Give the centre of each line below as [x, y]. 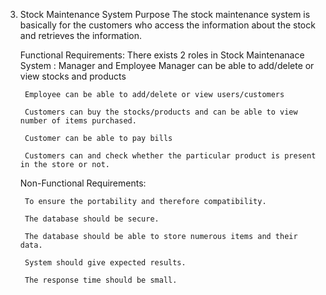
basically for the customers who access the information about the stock [167, 25]
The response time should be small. [101, 280]
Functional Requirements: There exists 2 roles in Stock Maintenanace [162, 55]
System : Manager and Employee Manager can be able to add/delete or [167, 65]
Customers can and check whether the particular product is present [170, 156]
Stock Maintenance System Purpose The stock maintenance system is [165, 14]
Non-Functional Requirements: [83, 183]
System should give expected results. [105, 263]
